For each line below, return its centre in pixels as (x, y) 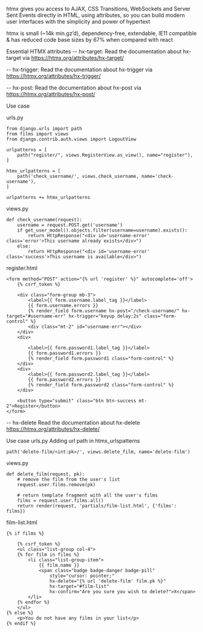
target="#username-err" (36, 316)
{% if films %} (25, 533)
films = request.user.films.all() (60, 501)
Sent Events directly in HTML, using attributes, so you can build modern (96, 15)
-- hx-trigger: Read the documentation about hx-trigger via (79, 70)
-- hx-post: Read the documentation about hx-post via (74, 88)
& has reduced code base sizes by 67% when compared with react (90, 40)
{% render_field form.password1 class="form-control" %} (101, 359)
